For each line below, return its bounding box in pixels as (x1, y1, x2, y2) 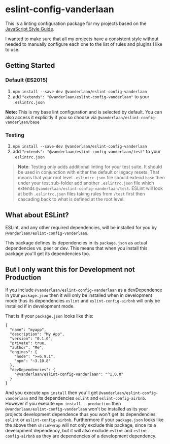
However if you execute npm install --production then (5, 400, 121, 406)
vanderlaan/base (5, 120, 40, 125)
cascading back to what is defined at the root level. (17, 196, 125, 202)
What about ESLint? (5, 211, 70, 219)
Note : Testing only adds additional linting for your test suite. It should (17, 163, 162, 170)
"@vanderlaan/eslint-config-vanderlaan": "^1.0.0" (14, 372, 124, 377)
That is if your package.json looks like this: (5, 313, 94, 319)
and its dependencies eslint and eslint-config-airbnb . (29, 395, 146, 401)
